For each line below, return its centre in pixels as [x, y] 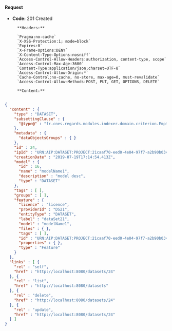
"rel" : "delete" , [34, 296]
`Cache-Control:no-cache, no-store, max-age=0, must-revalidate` [88, 77]
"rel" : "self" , [32, 267]
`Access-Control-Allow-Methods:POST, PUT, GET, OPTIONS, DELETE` [88, 82]
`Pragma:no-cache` [37, 37]
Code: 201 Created [32, 18]
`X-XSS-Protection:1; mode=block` [54, 42]
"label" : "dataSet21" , [44, 219]
